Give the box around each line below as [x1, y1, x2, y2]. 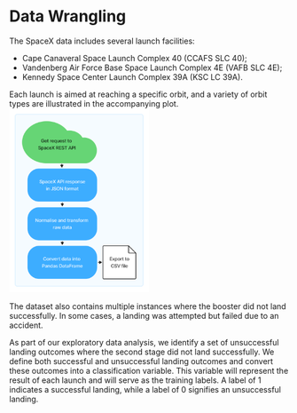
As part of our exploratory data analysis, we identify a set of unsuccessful [9, 337, 279, 347]
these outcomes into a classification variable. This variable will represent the [9, 365, 289, 376]
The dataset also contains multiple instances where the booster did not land [9, 300, 286, 312]
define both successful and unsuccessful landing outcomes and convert [9, 355, 273, 366]
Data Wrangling [9, 6, 127, 27]
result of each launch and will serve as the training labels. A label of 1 [9, 375, 262, 385]
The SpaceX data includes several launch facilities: [9, 36, 195, 46]
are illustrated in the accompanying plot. [31, 98, 179, 108]
